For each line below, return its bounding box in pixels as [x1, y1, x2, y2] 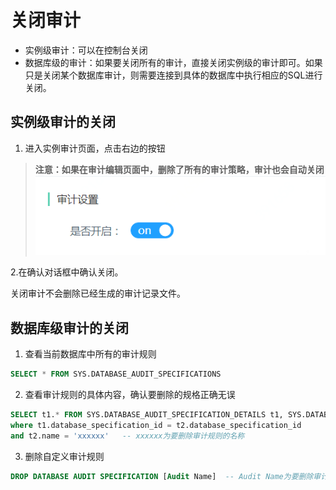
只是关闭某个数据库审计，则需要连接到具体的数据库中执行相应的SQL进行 [24, 69, 323, 81]
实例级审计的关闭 [10, 114, 116, 131]
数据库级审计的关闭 [10, 319, 129, 336]
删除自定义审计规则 [24, 450, 105, 462]
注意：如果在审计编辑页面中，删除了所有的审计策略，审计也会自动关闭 [34, 163, 325, 175]
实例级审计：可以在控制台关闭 [24, 44, 148, 56]
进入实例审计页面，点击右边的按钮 [24, 142, 166, 154]
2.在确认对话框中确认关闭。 [10, 266, 124, 278]
